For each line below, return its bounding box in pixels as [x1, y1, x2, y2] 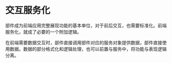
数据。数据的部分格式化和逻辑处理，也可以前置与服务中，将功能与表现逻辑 [9, 46, 167, 52]
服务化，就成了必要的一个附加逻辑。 [5, 28, 82, 35]
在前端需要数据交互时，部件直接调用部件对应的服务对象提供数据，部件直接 [5, 39, 162, 46]
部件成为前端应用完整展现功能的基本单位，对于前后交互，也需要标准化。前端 [5, 22, 167, 28]
